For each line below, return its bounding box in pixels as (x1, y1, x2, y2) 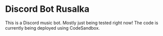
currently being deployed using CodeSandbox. (5, 25, 100, 31)
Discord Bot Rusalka (5, 3, 90, 15)
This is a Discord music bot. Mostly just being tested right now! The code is (5, 20, 159, 26)
